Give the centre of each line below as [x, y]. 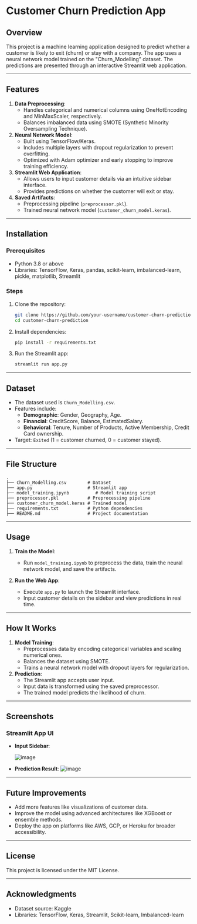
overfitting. [36, 154]
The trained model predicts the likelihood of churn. [84, 692]
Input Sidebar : [32, 746]
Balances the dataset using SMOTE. [67, 661]
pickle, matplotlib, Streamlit [47, 276]
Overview [24, 33]
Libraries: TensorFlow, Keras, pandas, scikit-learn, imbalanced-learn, [98, 270]
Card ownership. [43, 434]
